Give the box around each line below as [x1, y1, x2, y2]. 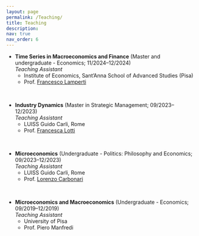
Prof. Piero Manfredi [23, 224, 74, 231]
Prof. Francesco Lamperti [23, 78, 87, 85]
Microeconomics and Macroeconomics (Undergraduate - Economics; [14, 198, 189, 206]
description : [6, 25, 39, 32]
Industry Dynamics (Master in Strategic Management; [14, 102, 149, 108]
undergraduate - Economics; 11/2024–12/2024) [14, 59, 131, 66]
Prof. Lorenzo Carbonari [23, 176, 84, 182]
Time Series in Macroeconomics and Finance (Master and [14, 53, 161, 60]
